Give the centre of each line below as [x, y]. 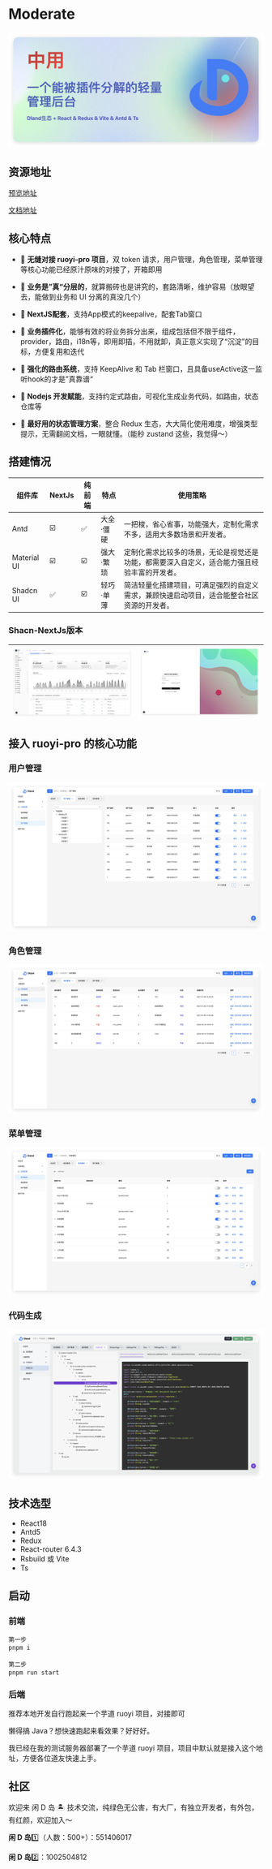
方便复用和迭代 [59, 351]
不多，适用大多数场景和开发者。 [177, 534]
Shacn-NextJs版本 [46, 631]
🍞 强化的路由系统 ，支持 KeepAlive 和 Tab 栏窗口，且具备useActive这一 [138, 368]
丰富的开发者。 [156, 572]
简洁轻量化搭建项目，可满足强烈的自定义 [191, 585]
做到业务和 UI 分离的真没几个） [93, 296]
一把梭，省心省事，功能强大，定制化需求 [191, 523]
